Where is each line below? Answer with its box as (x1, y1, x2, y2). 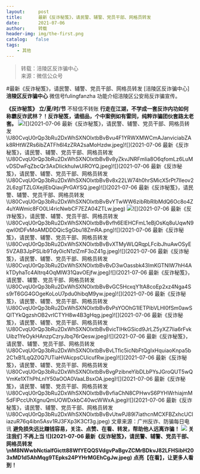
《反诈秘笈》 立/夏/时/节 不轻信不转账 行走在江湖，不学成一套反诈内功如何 (6, 105, 189, 112)
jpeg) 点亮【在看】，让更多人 (118, 454, 189, 461)
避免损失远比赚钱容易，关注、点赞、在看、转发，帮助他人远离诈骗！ (12, 425, 180, 432)
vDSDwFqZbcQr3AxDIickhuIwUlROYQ (6, 162, 99, 170)
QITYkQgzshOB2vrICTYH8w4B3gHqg (6, 311, 100, 318)
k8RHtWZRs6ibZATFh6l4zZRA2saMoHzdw (6, 141, 111, 148)
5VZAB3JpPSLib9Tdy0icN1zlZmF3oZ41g (6, 247, 106, 254)
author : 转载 (6, 25, 48, 32)
